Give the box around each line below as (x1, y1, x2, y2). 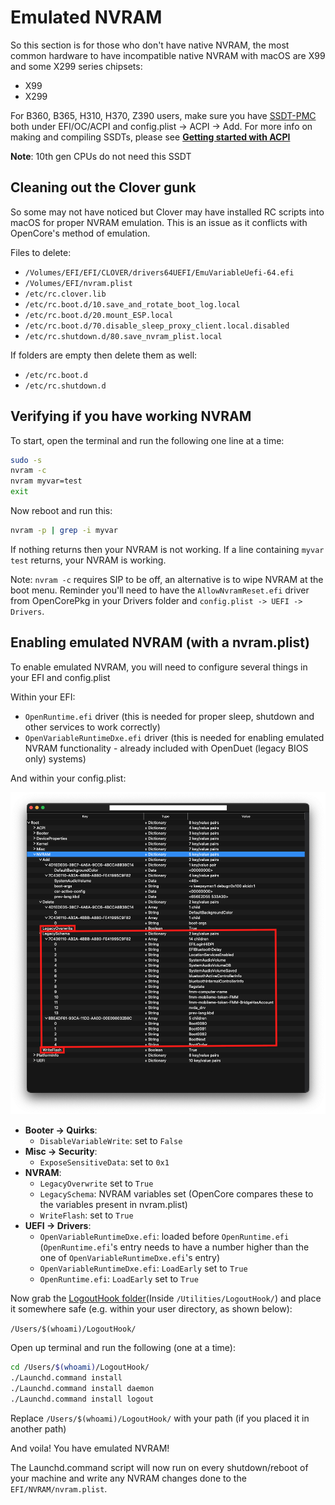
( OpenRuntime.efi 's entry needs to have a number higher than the (39, 1241, 310, 1253)
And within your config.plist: (10, 772, 127, 784)
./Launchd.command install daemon (10, 1384, 155, 1394)
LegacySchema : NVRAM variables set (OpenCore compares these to (39, 1188, 314, 1200)
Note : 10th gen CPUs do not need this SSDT (10, 150, 192, 162)
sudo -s (10, 455, 43, 465)
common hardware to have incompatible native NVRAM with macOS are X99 (10, 49, 326, 61)
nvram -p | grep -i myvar (10, 526, 118, 536)
